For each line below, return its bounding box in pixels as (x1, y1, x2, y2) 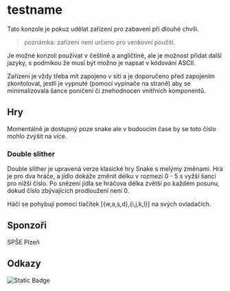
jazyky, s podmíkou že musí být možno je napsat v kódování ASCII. (7, 58, 196, 67)
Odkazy (7, 258, 41, 270)
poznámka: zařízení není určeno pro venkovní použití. (23, 38, 176, 46)
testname (7, 2, 63, 18)
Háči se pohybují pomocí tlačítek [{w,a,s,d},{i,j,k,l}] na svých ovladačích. (7, 200, 211, 208)
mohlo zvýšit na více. (7, 132, 67, 140)
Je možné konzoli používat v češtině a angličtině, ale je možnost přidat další (7, 51, 222, 60)
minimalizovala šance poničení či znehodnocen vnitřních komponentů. (7, 86, 206, 95)
